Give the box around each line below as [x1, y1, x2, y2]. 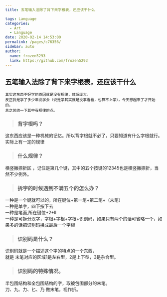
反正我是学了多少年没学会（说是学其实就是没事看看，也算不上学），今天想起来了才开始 [5, 98, 156, 103]
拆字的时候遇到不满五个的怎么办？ [17, 185, 100, 192]
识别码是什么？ [17, 236, 54, 242]
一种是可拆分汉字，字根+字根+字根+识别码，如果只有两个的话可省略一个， [5, 216, 158, 222]
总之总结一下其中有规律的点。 [5, 108, 57, 113]
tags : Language [5, 16, 37, 21]
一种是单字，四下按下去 [5, 203, 53, 209]
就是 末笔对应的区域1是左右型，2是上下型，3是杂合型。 [5, 254, 119, 260]
